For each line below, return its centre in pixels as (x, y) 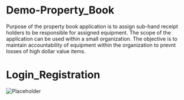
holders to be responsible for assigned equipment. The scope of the (89, 32)
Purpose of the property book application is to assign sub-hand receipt (92, 26)
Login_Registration (53, 75)
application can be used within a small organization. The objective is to (92, 39)
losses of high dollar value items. (46, 51)
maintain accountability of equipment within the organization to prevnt (91, 45)
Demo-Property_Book (60, 10)
